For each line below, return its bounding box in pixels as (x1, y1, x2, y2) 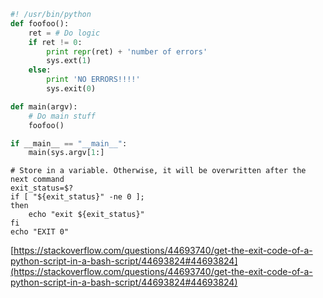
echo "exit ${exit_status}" (28, 210, 145, 220)
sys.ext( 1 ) (46, 56, 92, 66)
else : (28, 65, 52, 75)
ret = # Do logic (28, 28, 101, 38)
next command (10, 175, 65, 185)
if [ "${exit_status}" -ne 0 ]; (10, 192, 145, 202)
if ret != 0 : (28, 37, 83, 47)
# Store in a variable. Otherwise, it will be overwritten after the (10, 166, 307, 176)
